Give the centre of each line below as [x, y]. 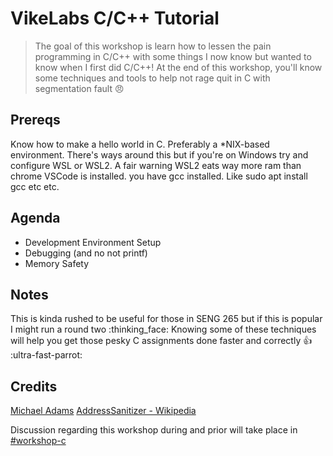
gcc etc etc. [35, 186]
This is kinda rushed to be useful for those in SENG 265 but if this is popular [166, 319]
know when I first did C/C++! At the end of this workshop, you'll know [178, 67]
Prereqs [35, 120]
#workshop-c [38, 441]
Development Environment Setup [93, 242]
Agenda [35, 218]
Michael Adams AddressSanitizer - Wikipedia [103, 411]
